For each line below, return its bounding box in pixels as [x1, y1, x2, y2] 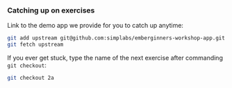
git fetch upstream [7, 41, 64, 49]
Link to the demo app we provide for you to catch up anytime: [7, 21, 184, 30]
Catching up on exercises [7, 6, 95, 15]
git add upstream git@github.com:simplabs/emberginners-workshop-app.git [7, 35, 226, 42]
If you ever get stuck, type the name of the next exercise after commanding [7, 54, 224, 62]
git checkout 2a [7, 75, 54, 82]
